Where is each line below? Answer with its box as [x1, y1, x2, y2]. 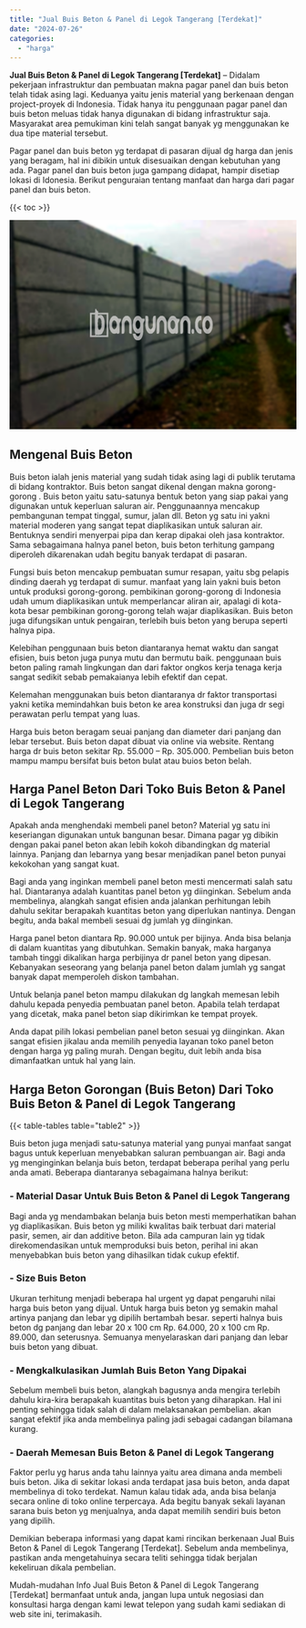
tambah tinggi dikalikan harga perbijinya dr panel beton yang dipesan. [9, 952, 271, 963]
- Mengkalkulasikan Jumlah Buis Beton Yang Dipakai [9, 1364, 248, 1376]
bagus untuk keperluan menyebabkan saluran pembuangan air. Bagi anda [9, 1147, 286, 1158]
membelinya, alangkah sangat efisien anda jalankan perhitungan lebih [9, 896, 271, 907]
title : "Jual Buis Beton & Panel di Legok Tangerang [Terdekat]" [9, 15, 262, 24]
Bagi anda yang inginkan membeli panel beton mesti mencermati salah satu [9, 876, 293, 887]
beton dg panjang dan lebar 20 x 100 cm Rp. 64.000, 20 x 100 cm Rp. [9, 1322, 270, 1332]
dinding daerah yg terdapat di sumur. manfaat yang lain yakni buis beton [9, 576, 280, 587]
